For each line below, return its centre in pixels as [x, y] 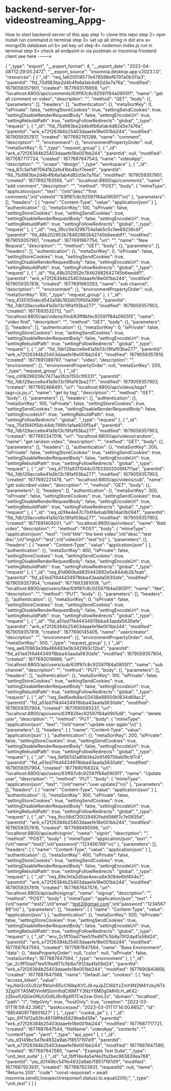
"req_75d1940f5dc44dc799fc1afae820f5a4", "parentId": [65, 425]
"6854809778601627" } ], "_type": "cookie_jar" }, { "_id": [65, 1013]
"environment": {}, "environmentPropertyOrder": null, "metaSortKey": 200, [83, 365]
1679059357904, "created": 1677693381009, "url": [59, 583]
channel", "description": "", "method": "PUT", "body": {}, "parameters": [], [83, 670]
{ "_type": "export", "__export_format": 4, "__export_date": [66, 66]
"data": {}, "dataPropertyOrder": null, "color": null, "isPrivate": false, [76, 953]
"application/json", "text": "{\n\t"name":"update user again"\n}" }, [74, 724]
